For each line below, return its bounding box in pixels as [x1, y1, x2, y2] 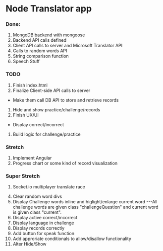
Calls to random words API [12, 48, 67, 54]
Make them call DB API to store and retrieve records [12, 97, 119, 103]
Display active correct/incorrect [12, 215, 78, 221]
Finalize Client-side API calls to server [12, 87, 91, 93]
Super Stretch [5, 172, 40, 179]
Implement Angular [12, 155, 52, 161]
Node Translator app [5, 3, 92, 14]
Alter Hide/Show [12, 241, 47, 247]
